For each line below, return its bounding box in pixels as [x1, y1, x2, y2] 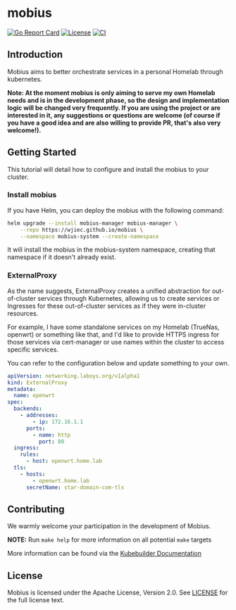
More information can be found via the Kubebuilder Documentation [7, 549, 202, 558]
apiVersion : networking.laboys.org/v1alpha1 [7, 372, 140, 380]
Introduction [7, 49, 63, 61]
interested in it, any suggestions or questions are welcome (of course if [7, 111, 221, 119]
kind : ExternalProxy [7, 379, 68, 386]
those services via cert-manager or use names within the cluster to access [7, 337, 225, 346]
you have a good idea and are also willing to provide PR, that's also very [7, 118, 221, 127]
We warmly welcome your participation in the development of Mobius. [7, 522, 211, 530]
